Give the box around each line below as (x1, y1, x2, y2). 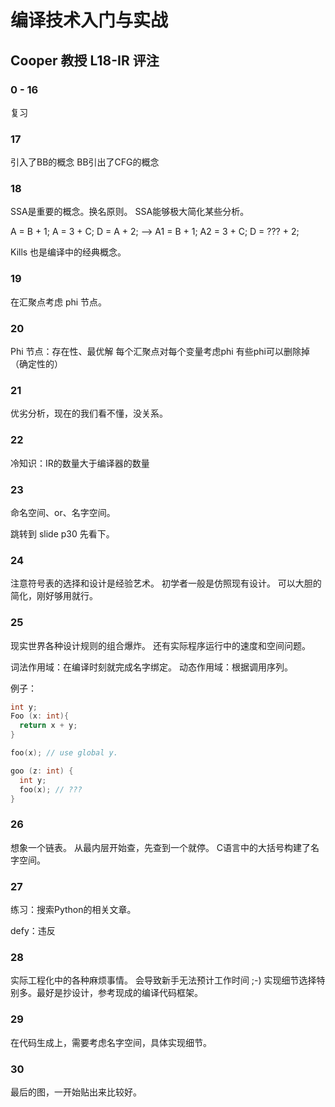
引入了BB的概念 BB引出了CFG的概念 (10, 156, 160, 168)
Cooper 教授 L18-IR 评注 (10, 52, 160, 69)
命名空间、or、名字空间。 (10, 506, 116, 518)
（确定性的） (10, 358, 63, 370)
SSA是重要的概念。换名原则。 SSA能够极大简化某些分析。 (10, 206, 250, 218)
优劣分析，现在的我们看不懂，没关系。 (10, 407, 168, 420)
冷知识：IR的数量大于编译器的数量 (10, 457, 150, 469)
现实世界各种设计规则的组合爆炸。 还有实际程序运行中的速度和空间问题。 (10, 639, 311, 651)
